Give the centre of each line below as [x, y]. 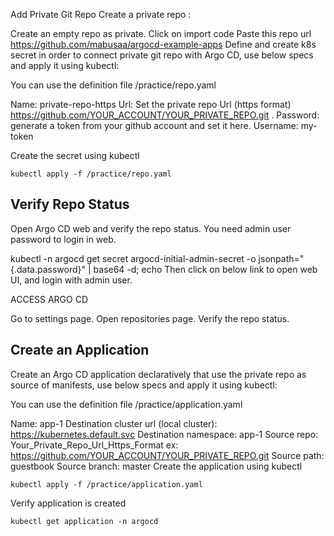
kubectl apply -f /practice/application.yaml [106, 484]
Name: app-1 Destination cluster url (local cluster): [114, 423]
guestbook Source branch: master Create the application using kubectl [156, 466]
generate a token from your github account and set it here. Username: [154, 125]
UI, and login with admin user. [71, 280]
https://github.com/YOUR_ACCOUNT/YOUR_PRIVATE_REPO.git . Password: [165, 115]
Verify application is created [68, 503]
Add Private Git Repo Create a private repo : [101, 14]
